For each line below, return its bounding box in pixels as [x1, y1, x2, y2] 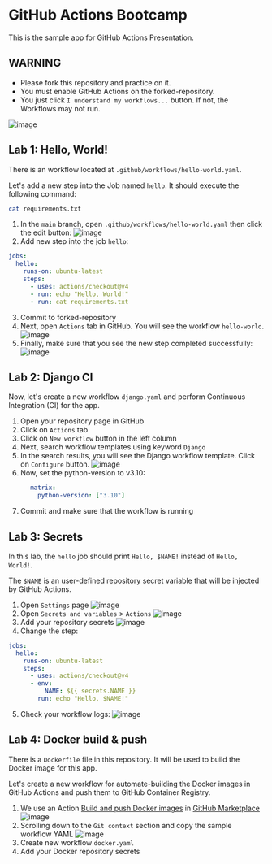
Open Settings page [19, 600, 89, 610]
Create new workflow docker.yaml [19, 837, 134, 847]
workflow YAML [19, 829, 74, 839]
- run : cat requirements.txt [29, 297, 129, 306]
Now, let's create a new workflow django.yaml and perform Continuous [8, 392, 246, 402]
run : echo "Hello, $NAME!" [37, 695, 129, 703]
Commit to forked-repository [19, 312, 116, 322]
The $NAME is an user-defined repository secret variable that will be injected [8, 575, 260, 585]
